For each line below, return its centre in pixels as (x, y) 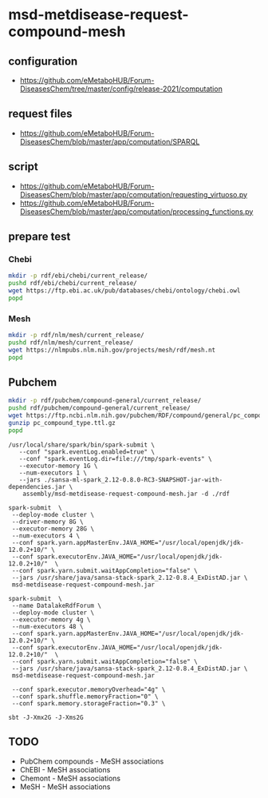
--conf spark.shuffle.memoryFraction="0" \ (85, 697)
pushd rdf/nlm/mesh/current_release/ (71, 342)
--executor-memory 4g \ (51, 619)
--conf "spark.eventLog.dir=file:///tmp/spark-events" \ (116, 459)
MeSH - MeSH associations (65, 786)
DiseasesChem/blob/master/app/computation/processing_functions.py (136, 211)
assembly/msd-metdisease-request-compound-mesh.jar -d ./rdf (126, 494)
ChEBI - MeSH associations (65, 769)
